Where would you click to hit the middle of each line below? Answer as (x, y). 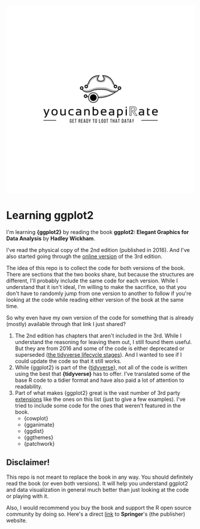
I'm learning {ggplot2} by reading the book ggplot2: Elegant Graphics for (98, 232)
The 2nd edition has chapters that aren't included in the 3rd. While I (98, 335)
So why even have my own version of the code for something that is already (100, 317)
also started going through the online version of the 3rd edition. (84, 256)
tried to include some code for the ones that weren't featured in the (98, 405)
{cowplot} (36, 418)
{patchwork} (39, 443)
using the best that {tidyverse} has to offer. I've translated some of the (102, 373)
